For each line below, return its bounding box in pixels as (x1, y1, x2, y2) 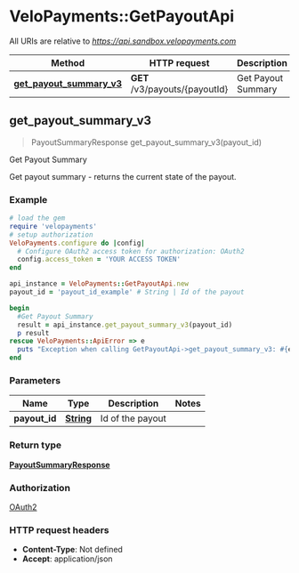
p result (17, 328, 50, 337)
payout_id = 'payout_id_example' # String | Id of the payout (9, 287, 245, 297)
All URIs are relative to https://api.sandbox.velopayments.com (9, 36, 237, 46)
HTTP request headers (9, 523, 109, 536)
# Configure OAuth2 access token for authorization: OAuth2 (17, 246, 245, 255)
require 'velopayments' (9, 222, 98, 230)
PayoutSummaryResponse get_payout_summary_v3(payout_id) (30, 136, 263, 148)
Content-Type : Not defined (21, 545, 123, 555)
